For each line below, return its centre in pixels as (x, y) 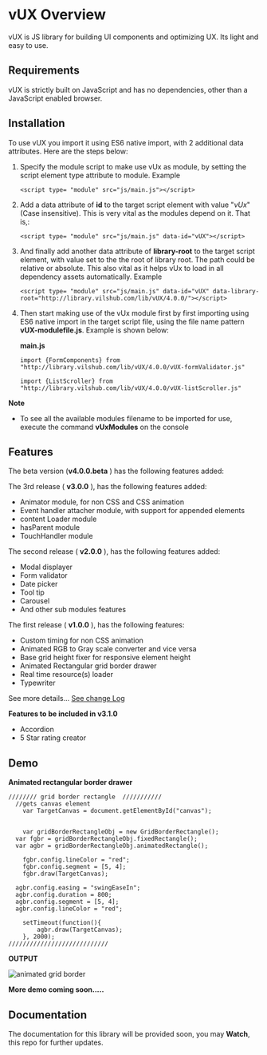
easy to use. (28, 45)
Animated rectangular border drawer (71, 782)
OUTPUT (23, 959)
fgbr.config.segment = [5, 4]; (75, 867)
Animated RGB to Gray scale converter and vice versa (108, 649)
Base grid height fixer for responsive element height (105, 658)
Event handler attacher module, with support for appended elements (132, 511)
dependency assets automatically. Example (91, 277)
